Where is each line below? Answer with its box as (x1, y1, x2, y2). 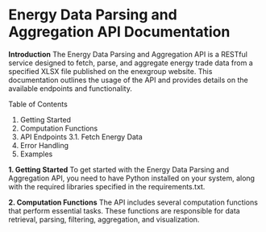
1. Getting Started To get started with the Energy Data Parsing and (8, 164, 230, 174)
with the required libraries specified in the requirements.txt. (8, 181, 206, 191)
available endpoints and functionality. (8, 83, 133, 93)
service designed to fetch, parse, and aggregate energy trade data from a (8, 58, 254, 68)
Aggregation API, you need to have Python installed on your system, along (8, 173, 256, 183)
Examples (19, 149, 53, 159)
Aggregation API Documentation (8, 23, 231, 41)
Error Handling (19, 140, 69, 150)
